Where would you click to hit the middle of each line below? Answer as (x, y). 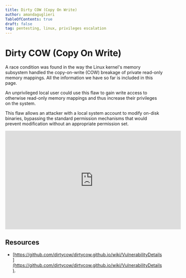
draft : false (19, 24)
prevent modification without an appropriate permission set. (67, 124)
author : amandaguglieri (30, 15)
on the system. (21, 104)
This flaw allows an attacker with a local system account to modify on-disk (82, 113)
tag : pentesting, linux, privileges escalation (56, 29)
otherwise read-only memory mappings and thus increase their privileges (81, 98)
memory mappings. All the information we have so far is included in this (79, 78)
